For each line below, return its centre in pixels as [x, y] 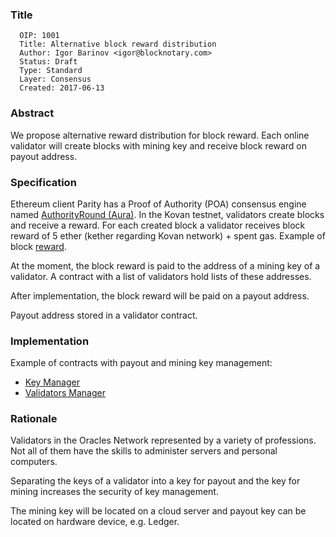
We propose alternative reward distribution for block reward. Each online [160, 135]
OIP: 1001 [39, 36]
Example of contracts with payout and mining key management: [141, 363]
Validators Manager [65, 393]
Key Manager [52, 382]
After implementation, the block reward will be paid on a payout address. [160, 295]
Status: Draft [48, 62]
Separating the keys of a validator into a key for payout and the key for [155, 481]
